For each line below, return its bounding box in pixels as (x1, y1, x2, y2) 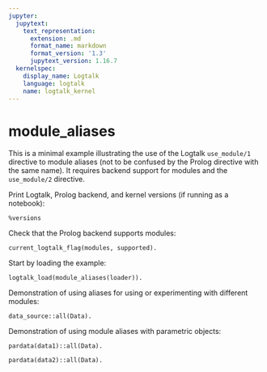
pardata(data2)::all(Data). (8, 357, 104, 365)
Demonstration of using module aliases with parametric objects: (8, 327, 222, 336)
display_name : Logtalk (23, 72, 100, 80)
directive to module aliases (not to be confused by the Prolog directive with (8, 157, 259, 167)
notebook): (8, 199, 45, 209)
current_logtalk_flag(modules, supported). (8, 244, 158, 252)
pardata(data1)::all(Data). (8, 342, 104, 350)
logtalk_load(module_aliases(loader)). (8, 274, 143, 282)
